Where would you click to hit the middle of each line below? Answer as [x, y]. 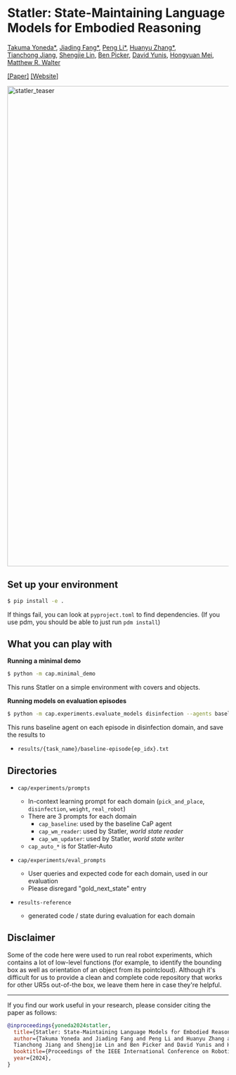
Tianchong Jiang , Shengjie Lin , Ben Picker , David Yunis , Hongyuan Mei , [111, 55]
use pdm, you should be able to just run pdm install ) [84, 622]
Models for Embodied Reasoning [104, 28]
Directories [32, 770]
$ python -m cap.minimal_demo [52, 674]
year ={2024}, [33, 1058]
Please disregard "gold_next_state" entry [87, 888]
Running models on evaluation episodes [67, 701]
